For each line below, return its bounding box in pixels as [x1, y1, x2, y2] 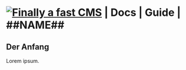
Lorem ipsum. [6, 58, 39, 64]
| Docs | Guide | [104, 6, 181, 19]
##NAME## [6, 18, 65, 32]
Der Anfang [6, 42, 49, 52]
